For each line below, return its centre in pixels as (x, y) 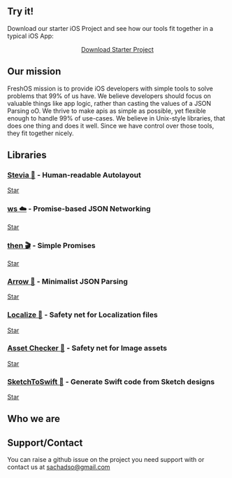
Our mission (34, 72)
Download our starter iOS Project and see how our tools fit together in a (110, 28)
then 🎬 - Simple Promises (51, 245)
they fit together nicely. (41, 133)
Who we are (34, 419)
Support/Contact (45, 443)
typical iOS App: (30, 36)
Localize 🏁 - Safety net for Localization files (83, 315)
